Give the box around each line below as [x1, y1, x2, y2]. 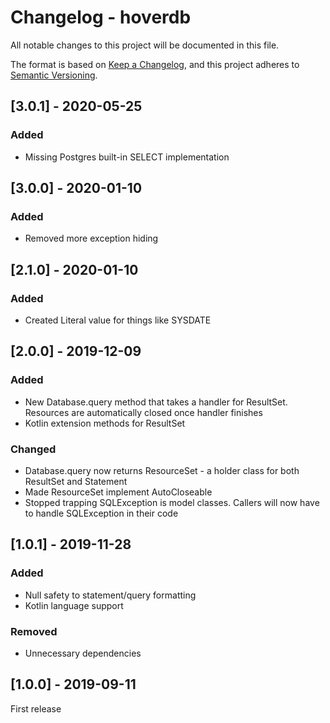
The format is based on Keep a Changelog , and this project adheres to [10, 58, 300, 70]
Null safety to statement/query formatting [24, 589, 197, 601]
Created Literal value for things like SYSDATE [24, 314, 212, 326]
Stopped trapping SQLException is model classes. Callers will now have [24, 496, 320, 508]
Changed [10, 442, 57, 456]
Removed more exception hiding [24, 232, 159, 245]
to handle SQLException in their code [24, 507, 179, 519]
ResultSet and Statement [24, 475, 128, 487]
